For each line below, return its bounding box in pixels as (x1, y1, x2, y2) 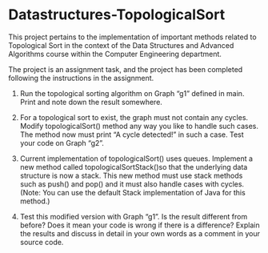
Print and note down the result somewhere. (19, 97, 162, 106)
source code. (19, 237, 64, 247)
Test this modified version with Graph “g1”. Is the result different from (19, 211, 248, 221)
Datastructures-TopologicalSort (8, 6, 226, 24)
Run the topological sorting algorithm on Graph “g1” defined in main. (19, 88, 245, 98)
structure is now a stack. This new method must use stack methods (19, 171, 243, 180)
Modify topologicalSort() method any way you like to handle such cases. (19, 121, 258, 131)
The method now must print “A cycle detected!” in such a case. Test (19, 130, 244, 139)
